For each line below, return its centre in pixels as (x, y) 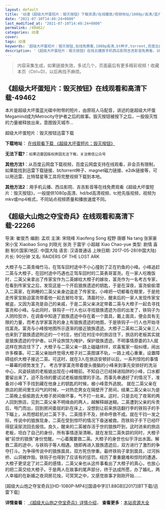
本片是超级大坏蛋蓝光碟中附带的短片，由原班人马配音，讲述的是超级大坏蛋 (80, 110)
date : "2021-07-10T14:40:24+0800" (41, 19)
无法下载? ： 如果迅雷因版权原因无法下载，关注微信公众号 (55, 154)
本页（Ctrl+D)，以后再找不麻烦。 (50, 71)
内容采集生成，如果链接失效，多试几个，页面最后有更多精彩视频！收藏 (88, 65)
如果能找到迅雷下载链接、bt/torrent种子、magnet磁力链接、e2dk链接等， (79, 170)
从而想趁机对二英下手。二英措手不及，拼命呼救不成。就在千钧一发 (89, 414)
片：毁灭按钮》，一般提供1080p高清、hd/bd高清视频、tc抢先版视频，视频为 (81, 193)
